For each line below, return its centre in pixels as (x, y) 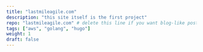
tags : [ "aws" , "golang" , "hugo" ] (48, 28)
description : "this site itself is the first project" (77, 17)
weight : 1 (19, 34)
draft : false (23, 39)
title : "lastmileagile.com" (42, 12)
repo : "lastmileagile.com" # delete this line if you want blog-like (96, 23)
